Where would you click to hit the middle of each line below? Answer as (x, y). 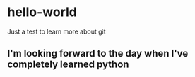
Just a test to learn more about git (57, 31)
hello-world (42, 12)
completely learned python (68, 65)
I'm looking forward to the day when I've (98, 54)
